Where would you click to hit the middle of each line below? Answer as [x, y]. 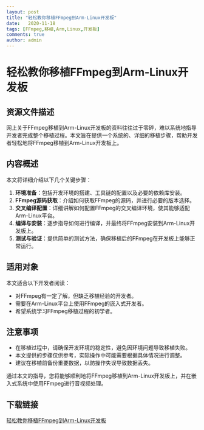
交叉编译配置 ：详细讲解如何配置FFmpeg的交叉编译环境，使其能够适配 [102, 208]
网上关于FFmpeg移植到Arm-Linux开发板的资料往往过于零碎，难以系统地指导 [102, 128]
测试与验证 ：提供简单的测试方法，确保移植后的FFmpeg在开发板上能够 [102, 238]
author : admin [24, 40]
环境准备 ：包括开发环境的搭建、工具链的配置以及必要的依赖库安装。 [100, 192]
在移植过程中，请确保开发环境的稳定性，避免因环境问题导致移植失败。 [103, 348]
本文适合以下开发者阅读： [38, 283]
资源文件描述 [30, 112]
